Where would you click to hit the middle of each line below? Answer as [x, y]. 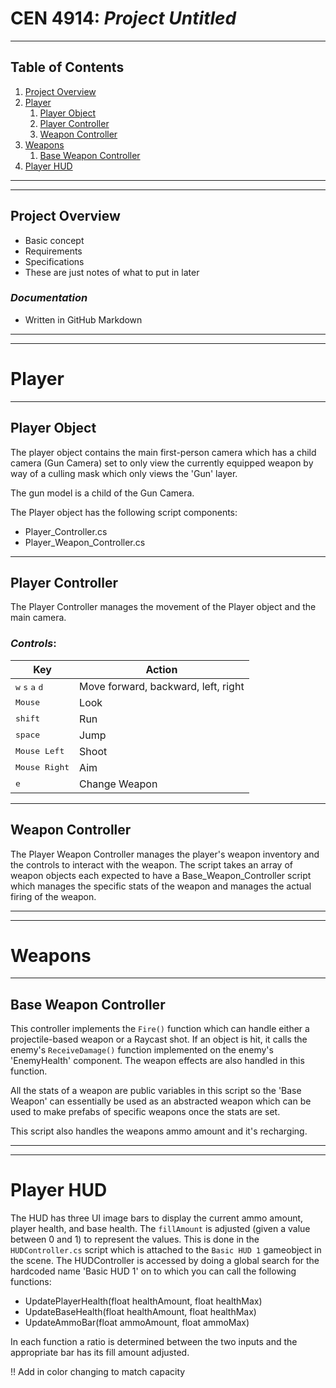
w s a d [29, 687]
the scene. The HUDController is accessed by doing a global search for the [165, 1261]
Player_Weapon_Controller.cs [85, 542]
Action [161, 669]
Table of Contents [67, 67]
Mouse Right [42, 767]
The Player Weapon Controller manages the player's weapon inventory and [165, 854]
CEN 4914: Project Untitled [123, 18]
